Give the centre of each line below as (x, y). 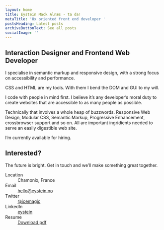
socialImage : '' (22, 33)
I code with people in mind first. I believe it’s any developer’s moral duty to (81, 97)
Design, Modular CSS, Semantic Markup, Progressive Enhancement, (75, 117)
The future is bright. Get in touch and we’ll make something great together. (82, 165)
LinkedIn (14, 206)
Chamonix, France (36, 180)
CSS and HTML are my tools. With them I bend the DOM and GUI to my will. (82, 87)
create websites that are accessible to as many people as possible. (74, 102)
